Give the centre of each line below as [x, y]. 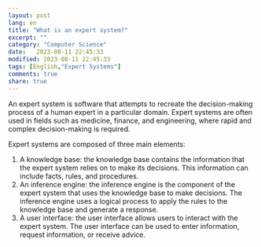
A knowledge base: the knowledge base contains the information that [132, 159]
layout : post [29, 15]
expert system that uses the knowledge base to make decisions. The [131, 193]
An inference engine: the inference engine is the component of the [127, 184]
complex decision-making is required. [70, 129]
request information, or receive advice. [82, 234]
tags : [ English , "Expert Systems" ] [65, 67]
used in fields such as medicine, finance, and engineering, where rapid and [130, 120]
